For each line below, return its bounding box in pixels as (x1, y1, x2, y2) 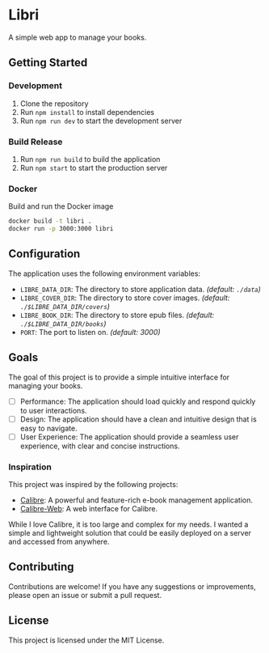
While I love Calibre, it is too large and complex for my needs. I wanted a (8, 519, 249, 529)
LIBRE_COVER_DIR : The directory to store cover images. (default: (19, 293, 230, 303)
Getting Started (8, 56, 88, 70)
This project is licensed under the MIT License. (8, 635, 165, 645)
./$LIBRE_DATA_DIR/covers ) (19, 301, 111, 311)
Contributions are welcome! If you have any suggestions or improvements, (8, 581, 256, 592)
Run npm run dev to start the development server (19, 116, 183, 125)
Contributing (8, 560, 74, 574)
